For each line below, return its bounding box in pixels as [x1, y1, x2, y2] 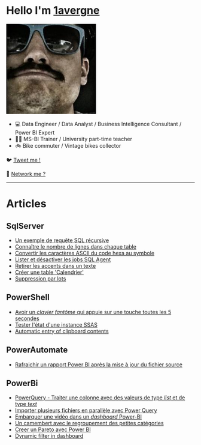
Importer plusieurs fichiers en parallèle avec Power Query [14, 407, 157, 414]
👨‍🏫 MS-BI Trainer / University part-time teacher [14, 135, 133, 142]
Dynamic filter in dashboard [14, 432, 84, 440]
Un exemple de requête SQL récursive [14, 237, 109, 244]
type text [14, 401, 37, 408]
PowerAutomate [6, 345, 68, 355]
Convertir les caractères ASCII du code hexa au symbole [14, 249, 154, 256]
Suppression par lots [14, 274, 66, 282]
